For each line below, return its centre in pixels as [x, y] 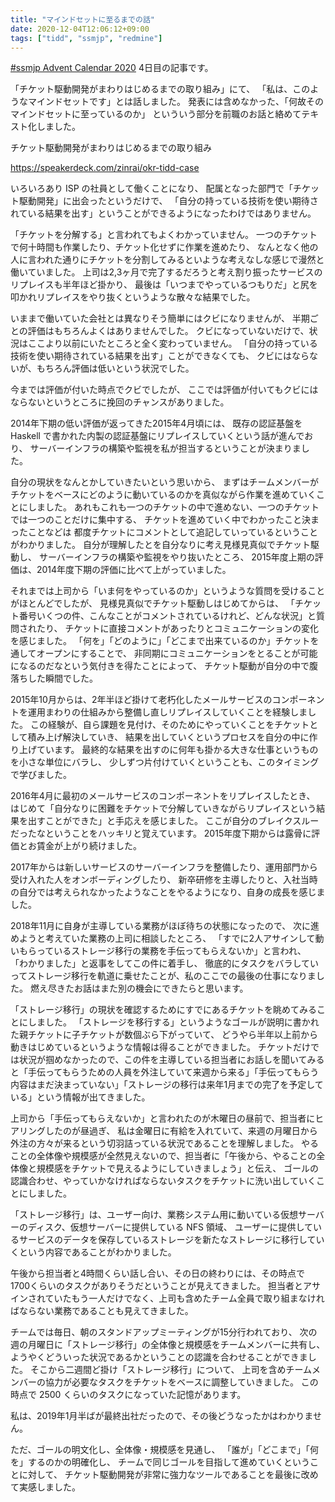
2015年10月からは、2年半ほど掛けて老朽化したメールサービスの [141, 700]
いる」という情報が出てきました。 [80, 1097]
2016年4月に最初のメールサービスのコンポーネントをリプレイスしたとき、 [163, 796]
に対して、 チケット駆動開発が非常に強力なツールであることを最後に [160, 1475]
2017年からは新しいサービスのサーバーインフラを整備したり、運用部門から [164, 867]
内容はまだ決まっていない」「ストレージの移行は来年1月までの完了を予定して [167, 1085]
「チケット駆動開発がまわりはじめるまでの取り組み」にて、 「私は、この [160, 89]
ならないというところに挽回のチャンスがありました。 [120, 402]
